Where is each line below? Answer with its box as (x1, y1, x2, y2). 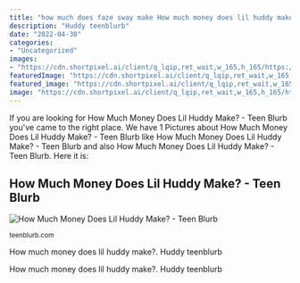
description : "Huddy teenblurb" (9, 21, 129, 30)
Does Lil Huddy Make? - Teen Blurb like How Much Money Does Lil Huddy (9, 131, 282, 142)
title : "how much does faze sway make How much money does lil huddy (9, 12, 274, 22)
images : (9, 54, 38, 63)
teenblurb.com (9, 231, 54, 240)
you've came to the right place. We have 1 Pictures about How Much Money (9, 121, 288, 132)
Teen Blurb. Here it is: (9, 150, 89, 161)
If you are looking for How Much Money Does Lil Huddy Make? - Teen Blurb (9, 112, 287, 123)
